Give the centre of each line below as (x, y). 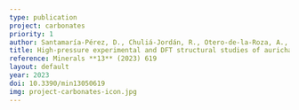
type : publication (43, 17)
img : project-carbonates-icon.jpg (73, 91)
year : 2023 (29, 75)
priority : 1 (31, 34)
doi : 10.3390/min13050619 (57, 83)
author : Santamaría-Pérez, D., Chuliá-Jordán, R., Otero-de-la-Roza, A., (149, 42)
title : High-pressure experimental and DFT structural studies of (135, 51)
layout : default (39, 67)
